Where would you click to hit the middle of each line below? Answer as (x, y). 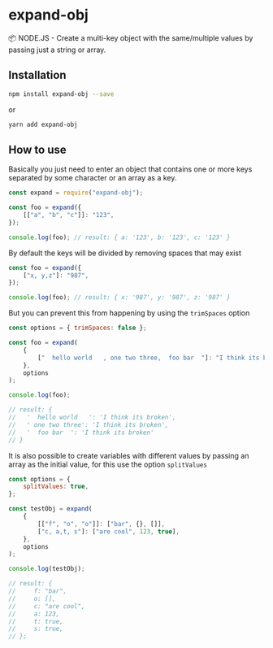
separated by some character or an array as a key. (93, 178)
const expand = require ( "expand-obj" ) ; (76, 193)
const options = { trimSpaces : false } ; (78, 328)
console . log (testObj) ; (47, 569)
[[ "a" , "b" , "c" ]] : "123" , (69, 215)
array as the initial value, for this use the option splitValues (108, 464)
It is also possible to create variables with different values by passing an (129, 455)
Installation (37, 75)
